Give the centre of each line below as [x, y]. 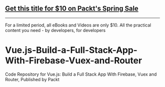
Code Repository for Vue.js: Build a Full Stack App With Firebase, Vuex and [81, 74]
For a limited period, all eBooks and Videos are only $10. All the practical [78, 25]
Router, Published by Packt [32, 79]
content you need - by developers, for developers [55, 30]
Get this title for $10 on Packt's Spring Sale [72, 9]
